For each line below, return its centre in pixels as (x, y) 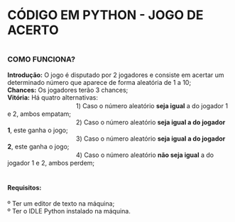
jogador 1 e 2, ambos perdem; (51, 163)
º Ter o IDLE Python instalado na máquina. (69, 211)
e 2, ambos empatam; (39, 114)
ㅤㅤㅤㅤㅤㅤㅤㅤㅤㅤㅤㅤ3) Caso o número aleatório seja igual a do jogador (116, 139)
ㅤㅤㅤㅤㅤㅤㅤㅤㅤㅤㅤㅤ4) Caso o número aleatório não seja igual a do (111, 155)
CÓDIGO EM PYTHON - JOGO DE (105, 15)
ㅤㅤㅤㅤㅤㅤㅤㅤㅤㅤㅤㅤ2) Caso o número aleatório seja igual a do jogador (116, 122)
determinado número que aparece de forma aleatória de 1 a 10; (99, 82)
